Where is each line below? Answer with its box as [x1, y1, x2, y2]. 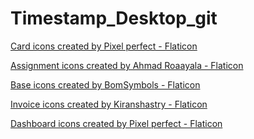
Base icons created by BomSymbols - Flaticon [10, 78, 201, 91]
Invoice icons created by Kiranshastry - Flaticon [10, 98, 208, 110]
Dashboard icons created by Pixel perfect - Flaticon [10, 117, 223, 129]
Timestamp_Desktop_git [10, 7, 218, 30]
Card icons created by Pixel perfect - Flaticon [10, 40, 198, 52]
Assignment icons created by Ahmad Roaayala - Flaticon [10, 59, 244, 71]
